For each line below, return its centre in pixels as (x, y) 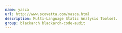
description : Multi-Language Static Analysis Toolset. (61, 18)
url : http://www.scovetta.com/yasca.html (47, 14)
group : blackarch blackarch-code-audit (45, 23)
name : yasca (17, 9)
